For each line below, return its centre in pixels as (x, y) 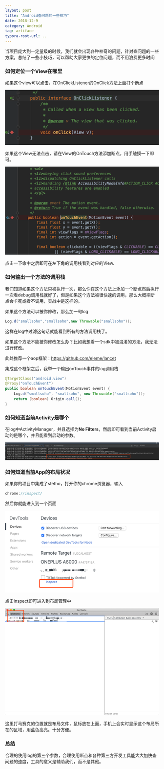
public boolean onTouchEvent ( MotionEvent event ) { (58, 389)
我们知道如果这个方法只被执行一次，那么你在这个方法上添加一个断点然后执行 (82, 289)
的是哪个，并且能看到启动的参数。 (43, 435)
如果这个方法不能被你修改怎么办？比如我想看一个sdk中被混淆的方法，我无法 (81, 341)
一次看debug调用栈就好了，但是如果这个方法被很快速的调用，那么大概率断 (80, 295)
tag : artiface (20, 31)
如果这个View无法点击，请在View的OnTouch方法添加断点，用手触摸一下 (77, 154)
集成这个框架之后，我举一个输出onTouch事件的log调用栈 (62, 368)
